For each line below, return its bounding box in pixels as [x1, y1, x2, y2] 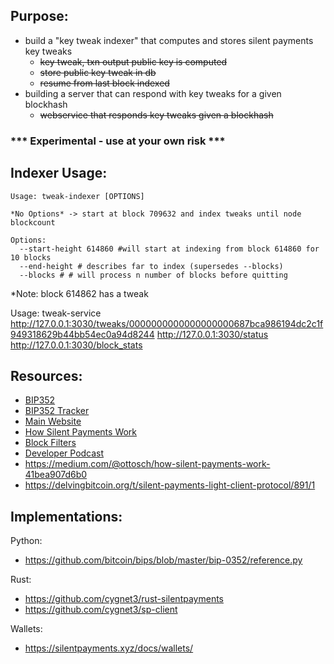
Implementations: [10, 508, 123, 525]
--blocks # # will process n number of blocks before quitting [19, 270, 288, 280]
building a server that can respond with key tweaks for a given [24, 87, 282, 99]
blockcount [10, 217, 56, 228]
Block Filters [24, 437, 77, 449]
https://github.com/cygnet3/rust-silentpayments [24, 593, 224, 605]
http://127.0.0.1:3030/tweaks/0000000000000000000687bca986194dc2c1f [10, 317, 324, 329]
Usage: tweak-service [10, 307, 102, 319]
